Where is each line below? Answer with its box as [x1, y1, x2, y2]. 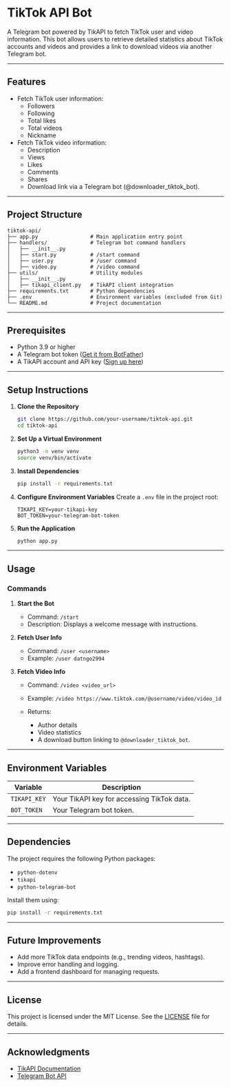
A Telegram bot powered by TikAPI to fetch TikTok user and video [7, 28, 194, 36]
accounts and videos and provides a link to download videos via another [7, 42, 212, 50]
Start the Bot [16, 599, 55, 608]
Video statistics [37, 728, 82, 737]
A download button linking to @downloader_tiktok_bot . [37, 736, 190, 744]
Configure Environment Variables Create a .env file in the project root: [16, 492, 219, 501]
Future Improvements [7, 935, 102, 946]
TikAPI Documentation [16, 1064, 81, 1073]
